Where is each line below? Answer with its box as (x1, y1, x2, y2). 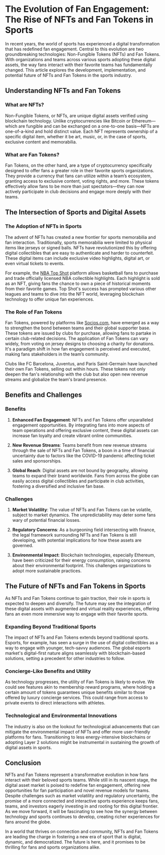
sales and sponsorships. (12, 458, 62, 464)
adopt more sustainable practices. (12, 568, 82, 574)
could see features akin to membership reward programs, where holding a (5, 684, 156, 690)
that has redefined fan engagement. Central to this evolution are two (5, 46, 144, 52)
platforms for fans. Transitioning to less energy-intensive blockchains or (5, 734, 151, 740)
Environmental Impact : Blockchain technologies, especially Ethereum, (12, 552, 156, 558)
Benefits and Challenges (5, 391, 82, 399)
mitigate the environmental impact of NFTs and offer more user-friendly (5, 729, 150, 735)
